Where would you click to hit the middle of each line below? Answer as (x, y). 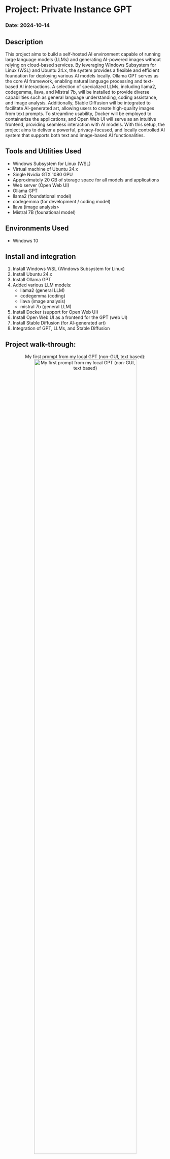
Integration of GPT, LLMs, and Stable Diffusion (61, 328)
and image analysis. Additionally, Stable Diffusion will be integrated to (78, 102)
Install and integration (41, 257)
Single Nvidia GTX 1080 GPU (43, 174)
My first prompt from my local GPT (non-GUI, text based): (85, 357)
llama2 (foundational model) (42, 196)
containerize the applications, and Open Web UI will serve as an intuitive (81, 119)
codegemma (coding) (43, 296)
